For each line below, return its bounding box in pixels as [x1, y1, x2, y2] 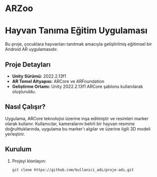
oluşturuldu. [12, 88, 36, 95]
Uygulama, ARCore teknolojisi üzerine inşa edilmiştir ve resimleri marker [5, 115, 149, 121]
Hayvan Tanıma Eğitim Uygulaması [5, 25, 148, 36]
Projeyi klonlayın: [12, 158, 46, 164]
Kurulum [5, 145, 32, 153]
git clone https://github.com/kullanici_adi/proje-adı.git [12, 167, 134, 172]
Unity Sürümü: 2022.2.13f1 [12, 73, 66, 79]
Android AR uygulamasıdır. [5, 47, 58, 52]
